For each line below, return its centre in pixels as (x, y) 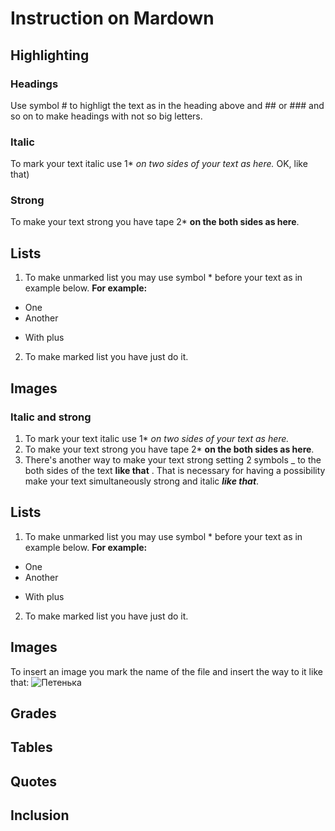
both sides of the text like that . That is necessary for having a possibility (175, 470)
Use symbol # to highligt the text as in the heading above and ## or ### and (167, 105)
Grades (33, 713)
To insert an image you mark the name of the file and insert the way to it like (166, 671)
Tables (31, 747)
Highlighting (50, 55)
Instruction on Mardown (112, 18)
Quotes (34, 781)
